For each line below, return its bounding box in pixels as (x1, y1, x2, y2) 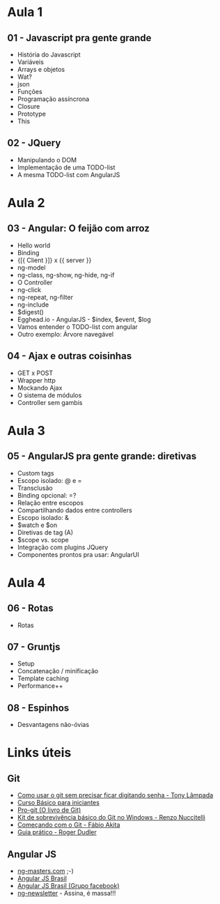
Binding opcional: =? (17, 491, 77, 499)
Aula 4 (7, 574, 46, 590)
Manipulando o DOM (17, 155, 77, 164)
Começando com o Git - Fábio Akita (17, 820, 120, 829)
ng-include (17, 300, 49, 309)
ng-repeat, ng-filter (17, 293, 73, 301)
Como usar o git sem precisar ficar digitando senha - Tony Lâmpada (17, 791, 214, 799)
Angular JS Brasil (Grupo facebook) (17, 882, 120, 890)
